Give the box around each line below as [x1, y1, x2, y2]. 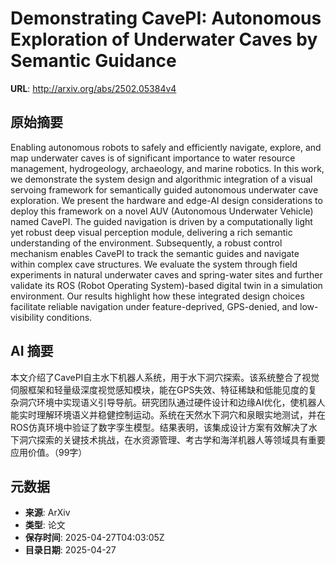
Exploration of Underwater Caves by [10, 28, 318, 51]
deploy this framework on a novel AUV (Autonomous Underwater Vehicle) [10, 205, 314, 217]
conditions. [46, 311, 93, 323]
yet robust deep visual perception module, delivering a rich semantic [10, 226, 293, 238]
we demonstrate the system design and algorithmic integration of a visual [10, 173, 313, 185]
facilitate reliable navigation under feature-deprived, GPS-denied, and [10, 300, 298, 312]
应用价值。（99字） [10, 446, 88, 458]
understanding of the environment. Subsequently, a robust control [10, 237, 283, 249]
